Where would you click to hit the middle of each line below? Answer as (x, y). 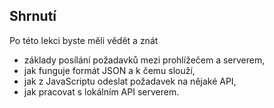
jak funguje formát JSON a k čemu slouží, (109, 70)
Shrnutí (33, 16)
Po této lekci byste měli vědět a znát (84, 40)
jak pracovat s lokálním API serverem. (101, 91)
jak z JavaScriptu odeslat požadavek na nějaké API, (130, 81)
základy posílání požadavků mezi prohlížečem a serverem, (144, 60)
